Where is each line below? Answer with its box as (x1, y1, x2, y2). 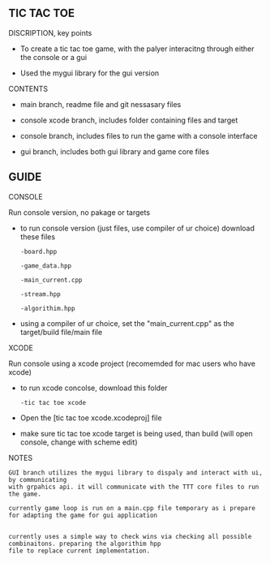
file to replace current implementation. (8, 547, 151, 555)
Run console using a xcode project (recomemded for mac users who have (8, 359, 255, 368)
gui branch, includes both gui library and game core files (19, 146, 209, 157)
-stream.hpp (19, 290, 61, 299)
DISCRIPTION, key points (8, 28, 92, 37)
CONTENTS (8, 84, 49, 93)
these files (19, 231, 55, 242)
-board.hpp (19, 247, 58, 256)
